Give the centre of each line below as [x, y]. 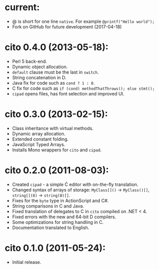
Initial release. [27, 262]
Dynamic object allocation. [40, 66]
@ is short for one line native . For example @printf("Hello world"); [83, 21]
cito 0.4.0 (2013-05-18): [57, 47]
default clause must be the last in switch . [55, 72]
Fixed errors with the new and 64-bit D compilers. [64, 217]
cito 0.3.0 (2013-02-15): [56, 114]
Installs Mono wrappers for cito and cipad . [57, 150]
